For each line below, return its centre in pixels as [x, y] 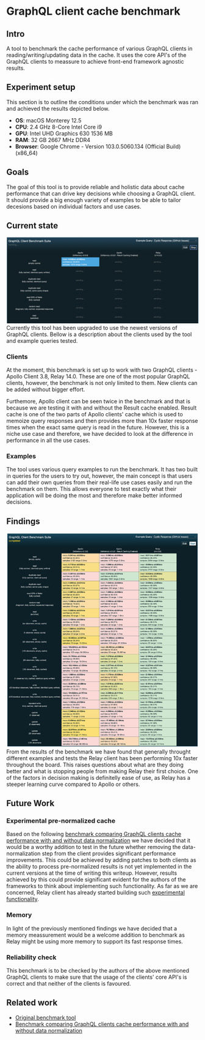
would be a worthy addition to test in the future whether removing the [94, 847]
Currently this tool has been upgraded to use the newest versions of [92, 327]
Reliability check [31, 957]
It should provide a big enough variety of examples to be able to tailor [94, 200]
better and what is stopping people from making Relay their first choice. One [102, 771]
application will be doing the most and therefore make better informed [94, 496]
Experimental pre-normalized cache [61, 820]
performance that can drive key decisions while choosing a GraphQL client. [101, 193]
